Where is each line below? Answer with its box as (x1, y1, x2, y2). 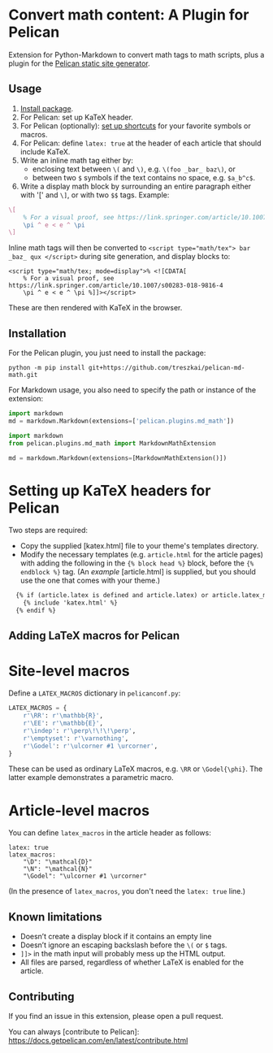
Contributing (8, 990, 75, 1003)
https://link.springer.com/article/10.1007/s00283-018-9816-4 (8, 282, 223, 290)
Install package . (19, 103, 74, 113)
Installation (8, 327, 67, 340)
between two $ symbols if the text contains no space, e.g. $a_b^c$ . (32, 172, 256, 182)
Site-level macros (8, 661, 130, 680)
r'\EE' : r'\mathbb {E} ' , (23, 719, 104, 728)
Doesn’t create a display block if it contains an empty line (19, 932, 213, 942)
